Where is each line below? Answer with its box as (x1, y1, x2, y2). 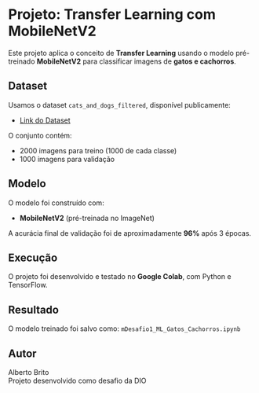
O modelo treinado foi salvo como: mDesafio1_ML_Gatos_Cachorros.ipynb (8, 324, 241, 333)
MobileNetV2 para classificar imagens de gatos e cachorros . (36, 57, 237, 66)
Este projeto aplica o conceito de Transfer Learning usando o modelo (8, 48, 234, 57)
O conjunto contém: (8, 130, 72, 140)
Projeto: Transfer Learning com (8, 6, 216, 24)
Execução (8, 251, 58, 264)
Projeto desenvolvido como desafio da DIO (8, 376, 147, 385)
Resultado (8, 303, 59, 316)
